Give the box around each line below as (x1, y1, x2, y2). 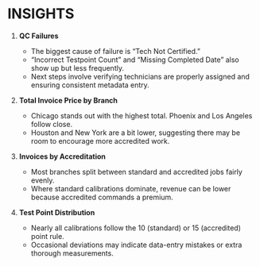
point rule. (30, 231, 64, 241)
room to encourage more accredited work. (30, 136, 170, 145)
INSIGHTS (7, 5, 75, 23)
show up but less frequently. (30, 63, 125, 72)
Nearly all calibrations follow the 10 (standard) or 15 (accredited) (30, 223, 242, 233)
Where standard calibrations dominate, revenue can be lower (30, 183, 231, 193)
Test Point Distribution (18, 207, 95, 217)
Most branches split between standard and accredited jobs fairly (30, 167, 243, 176)
